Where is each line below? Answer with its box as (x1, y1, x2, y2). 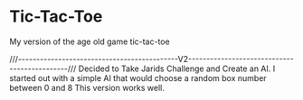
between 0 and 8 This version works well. (9, 82, 165, 93)
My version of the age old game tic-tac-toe (9, 36, 170, 47)
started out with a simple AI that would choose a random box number (9, 72, 267, 83)
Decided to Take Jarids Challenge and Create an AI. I (78, 63, 276, 74)
